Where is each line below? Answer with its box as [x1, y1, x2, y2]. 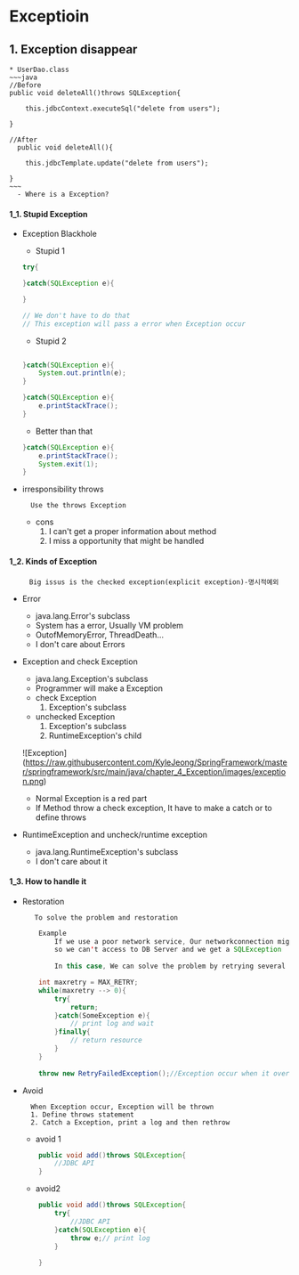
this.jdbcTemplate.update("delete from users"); [25, 158, 209, 167]
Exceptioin [9, 6, 90, 27]
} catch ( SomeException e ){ [54, 1011, 150, 1020]
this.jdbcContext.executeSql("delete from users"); [25, 104, 221, 113]
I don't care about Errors [35, 638, 125, 649]
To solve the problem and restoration [34, 913, 178, 922]
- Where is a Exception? [17, 190, 109, 199]
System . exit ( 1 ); [38, 459, 99, 468]
